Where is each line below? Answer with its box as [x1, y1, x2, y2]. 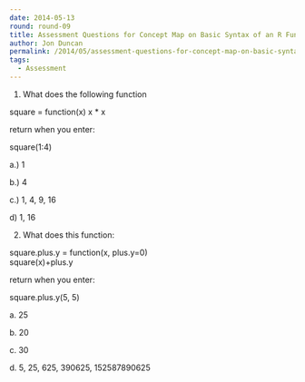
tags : [9, 55, 30, 64]
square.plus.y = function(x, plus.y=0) [9, 247, 148, 258]
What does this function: [22, 229, 115, 240]
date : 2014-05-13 [9, 13, 75, 23]
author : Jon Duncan [9, 38, 84, 48]
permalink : [9, 47, 51, 56]
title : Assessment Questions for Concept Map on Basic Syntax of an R [9, 30, 282, 39]
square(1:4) [9, 142, 53, 152]
